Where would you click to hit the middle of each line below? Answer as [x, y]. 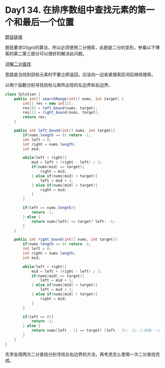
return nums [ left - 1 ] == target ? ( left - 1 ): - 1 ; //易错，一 [95, 331]
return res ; [35, 117]
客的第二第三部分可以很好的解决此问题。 [46, 53]
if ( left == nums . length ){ [49, 208]
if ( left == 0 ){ [38, 317]
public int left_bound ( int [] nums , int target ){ [65, 131]
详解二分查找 [18, 64]
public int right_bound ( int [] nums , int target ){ [66, 240]
